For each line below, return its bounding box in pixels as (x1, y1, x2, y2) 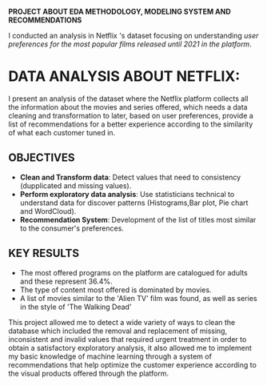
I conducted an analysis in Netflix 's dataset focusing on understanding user (8, 31, 259, 40)
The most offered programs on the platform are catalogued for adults (19, 267, 248, 277)
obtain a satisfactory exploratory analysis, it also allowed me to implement (8, 343, 252, 352)
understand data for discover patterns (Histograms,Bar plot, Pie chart (19, 198, 249, 207)
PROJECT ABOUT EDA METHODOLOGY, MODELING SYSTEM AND (8, 7, 231, 16)
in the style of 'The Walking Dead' (19, 302, 132, 312)
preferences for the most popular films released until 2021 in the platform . (8, 39, 252, 49)
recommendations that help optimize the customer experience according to (8, 360, 257, 369)
